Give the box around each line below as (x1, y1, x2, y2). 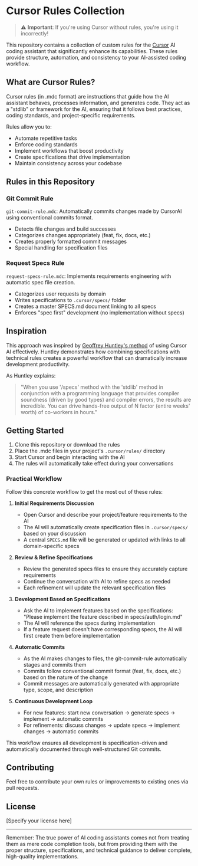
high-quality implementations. (6, 853, 79, 860)
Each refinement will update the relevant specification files (23, 584, 166, 591)
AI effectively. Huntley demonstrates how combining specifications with (6, 348, 180, 355)
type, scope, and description (23, 686, 94, 693)
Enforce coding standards (14, 140, 78, 148)
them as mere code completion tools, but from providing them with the (6, 841, 178, 848)
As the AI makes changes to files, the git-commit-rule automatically (23, 655, 187, 662)
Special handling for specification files (14, 244, 108, 251)
